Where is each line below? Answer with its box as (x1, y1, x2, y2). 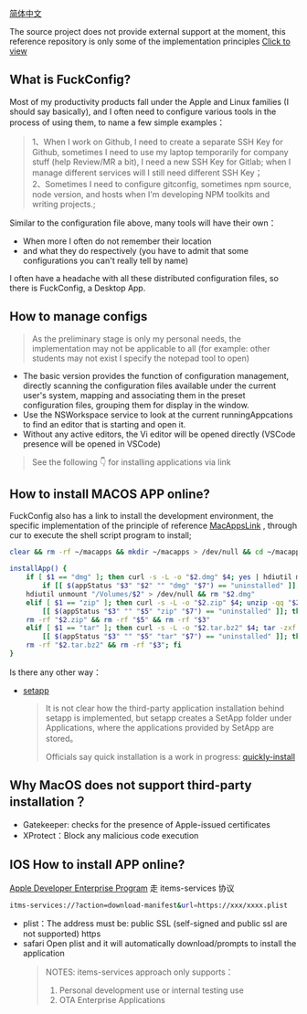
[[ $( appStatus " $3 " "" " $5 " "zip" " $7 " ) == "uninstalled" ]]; (42, 607, 289, 616)
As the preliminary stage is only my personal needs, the (31, 333, 242, 344)
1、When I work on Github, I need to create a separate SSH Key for (31, 136, 283, 147)
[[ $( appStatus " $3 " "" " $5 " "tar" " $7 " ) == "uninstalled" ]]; (42, 632, 289, 641)
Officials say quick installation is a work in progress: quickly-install (45, 751, 295, 762)
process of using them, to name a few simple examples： (9, 117, 226, 128)
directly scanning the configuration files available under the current (22, 380, 277, 391)
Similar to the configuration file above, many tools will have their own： (9, 217, 277, 228)
